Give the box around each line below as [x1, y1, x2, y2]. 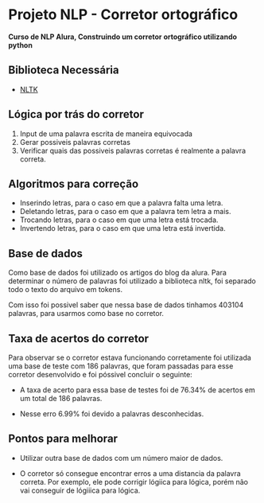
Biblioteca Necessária [8, 64, 119, 77]
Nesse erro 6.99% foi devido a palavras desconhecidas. [19, 409, 204, 419]
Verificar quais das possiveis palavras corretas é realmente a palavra [19, 146, 247, 155]
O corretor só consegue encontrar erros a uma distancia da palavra [19, 468, 241, 478]
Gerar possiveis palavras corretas [19, 137, 131, 146]
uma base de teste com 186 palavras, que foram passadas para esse [8, 361, 234, 371]
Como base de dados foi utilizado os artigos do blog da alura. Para [8, 268, 227, 278]
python [8, 40, 33, 49]
